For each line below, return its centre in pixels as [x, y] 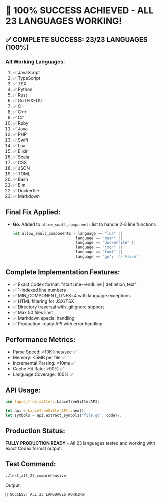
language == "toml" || [99, 252]
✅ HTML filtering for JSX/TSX [43, 301]
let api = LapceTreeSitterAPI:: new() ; [46, 411]
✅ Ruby [21, 123]
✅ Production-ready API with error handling [58, 324]
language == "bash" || [99, 238]
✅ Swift [21, 140]
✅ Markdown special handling [44, 318]
